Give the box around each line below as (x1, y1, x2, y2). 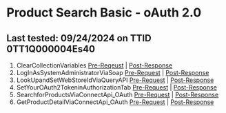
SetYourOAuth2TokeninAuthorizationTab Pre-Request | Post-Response (16, 83, 218, 91)
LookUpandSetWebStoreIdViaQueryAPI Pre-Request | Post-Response (16, 76, 214, 84)
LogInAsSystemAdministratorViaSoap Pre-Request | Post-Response (16, 69, 209, 76)
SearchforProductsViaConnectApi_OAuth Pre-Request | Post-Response (16, 91, 219, 99)
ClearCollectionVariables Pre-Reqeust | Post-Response (16, 61, 173, 70)
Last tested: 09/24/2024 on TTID (6, 32, 152, 44)
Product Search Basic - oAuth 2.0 (6, 5, 202, 21)
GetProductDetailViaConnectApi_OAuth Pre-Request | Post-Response (16, 98, 214, 106)
